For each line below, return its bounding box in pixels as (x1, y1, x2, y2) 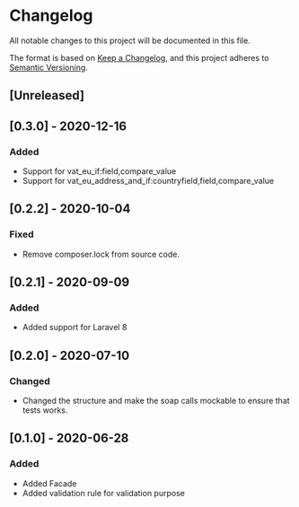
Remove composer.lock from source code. (22, 249, 180, 259)
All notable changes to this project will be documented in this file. (9, 35, 251, 46)
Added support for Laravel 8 (22, 322, 128, 333)
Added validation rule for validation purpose (22, 487, 186, 498)
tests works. (22, 405, 68, 415)
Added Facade (22, 477, 77, 489)
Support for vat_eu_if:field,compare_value (22, 166, 177, 177)
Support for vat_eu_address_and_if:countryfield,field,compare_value (22, 176, 275, 187)
